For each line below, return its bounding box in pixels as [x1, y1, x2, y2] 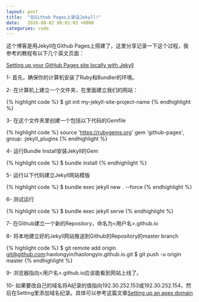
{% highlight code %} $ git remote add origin [6, 244, 116, 251]
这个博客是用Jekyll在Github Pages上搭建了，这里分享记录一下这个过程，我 [6, 42, 189, 49]
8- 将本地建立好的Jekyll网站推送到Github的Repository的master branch [6, 232, 179, 240]
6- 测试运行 [6, 196, 34, 203]
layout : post [6, 8, 39, 15]
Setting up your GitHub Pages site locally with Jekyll [6, 62, 134, 69]
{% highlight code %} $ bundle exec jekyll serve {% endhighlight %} [6, 207, 174, 215]
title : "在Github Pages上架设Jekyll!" [6, 14, 102, 20]
